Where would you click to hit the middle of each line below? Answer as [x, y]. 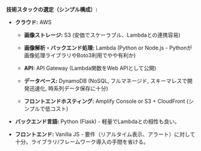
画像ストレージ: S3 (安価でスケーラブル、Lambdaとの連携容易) [102, 35]
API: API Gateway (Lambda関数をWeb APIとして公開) [90, 68]
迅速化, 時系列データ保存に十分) [69, 88]
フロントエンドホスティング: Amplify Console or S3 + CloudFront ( [106, 101]
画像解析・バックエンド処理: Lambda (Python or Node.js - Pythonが [108, 48]
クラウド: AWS [33, 22]
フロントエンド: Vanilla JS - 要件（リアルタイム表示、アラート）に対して [105, 134]
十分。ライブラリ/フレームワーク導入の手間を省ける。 [82, 142]
